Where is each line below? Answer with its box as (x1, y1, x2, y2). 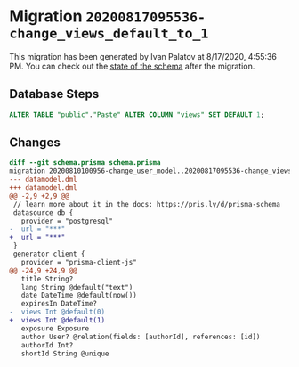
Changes (9, 135, 61, 151)
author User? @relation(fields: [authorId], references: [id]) (20, 332, 261, 341)
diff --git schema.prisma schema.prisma (9, 159, 162, 167)
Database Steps (9, 86, 100, 102)
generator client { (12, 249, 86, 259)
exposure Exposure (20, 323, 90, 333)
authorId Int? (20, 340, 74, 349)
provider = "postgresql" (20, 216, 114, 225)
